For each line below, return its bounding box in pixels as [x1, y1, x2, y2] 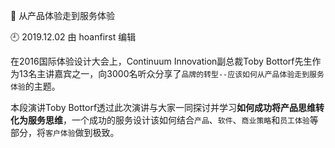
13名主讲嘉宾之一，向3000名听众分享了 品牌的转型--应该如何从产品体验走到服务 [18, 68, 325, 79]
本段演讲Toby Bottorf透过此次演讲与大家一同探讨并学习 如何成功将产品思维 [10, 102, 317, 113]
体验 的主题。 [10, 80, 61, 92]
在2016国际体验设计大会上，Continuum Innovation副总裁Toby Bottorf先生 [10, 55, 313, 67]
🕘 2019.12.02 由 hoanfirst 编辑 [10, 31, 137, 43]
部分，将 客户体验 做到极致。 [10, 127, 120, 138]
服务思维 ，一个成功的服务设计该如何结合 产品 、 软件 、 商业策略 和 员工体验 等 [27, 114, 319, 126]
